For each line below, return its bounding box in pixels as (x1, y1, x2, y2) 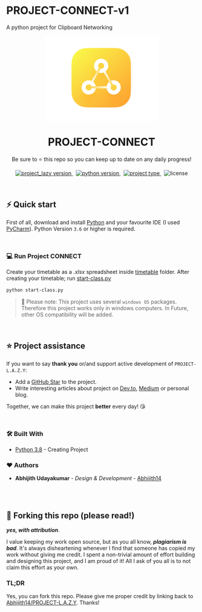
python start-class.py (6, 287, 64, 293)
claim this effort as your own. (6, 564, 79, 571)
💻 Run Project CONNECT (6, 252, 82, 261)
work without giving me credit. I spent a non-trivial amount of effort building (6, 551, 195, 558)
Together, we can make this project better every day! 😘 (6, 403, 146, 410)
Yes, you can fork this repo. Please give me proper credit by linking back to (6, 593, 194, 600)
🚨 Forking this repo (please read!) (6, 510, 135, 521)
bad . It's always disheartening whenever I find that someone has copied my (6, 544, 195, 552)
